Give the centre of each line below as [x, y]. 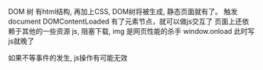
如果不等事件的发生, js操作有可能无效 [68, 58]
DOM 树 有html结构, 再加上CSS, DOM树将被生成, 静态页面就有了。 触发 [123, 11]
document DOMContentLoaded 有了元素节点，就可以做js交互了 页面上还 [125, 21]
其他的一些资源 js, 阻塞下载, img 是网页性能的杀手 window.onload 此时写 [138, 31]
